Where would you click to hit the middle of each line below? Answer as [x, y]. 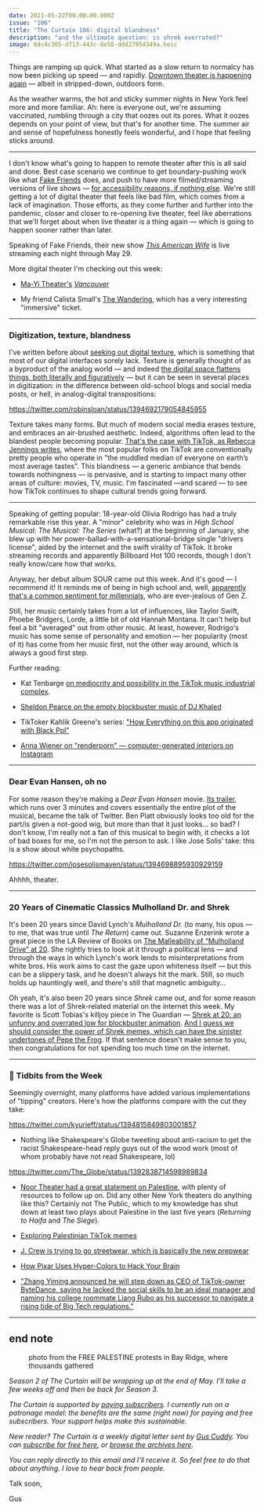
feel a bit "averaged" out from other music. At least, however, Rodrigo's [124, 628]
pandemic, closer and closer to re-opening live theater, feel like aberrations [130, 214]
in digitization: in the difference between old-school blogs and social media [130, 386]
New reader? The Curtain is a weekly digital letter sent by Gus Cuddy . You [129, 1437]
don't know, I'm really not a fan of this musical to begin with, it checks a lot [129, 832]
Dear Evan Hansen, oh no [58, 782]
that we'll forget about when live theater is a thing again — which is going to [131, 222]
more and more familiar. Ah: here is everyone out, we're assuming [115, 108]
